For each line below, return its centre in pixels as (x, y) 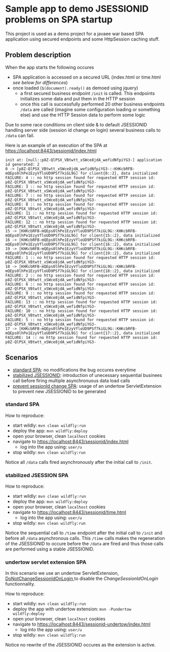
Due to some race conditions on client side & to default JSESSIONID (76, 124)
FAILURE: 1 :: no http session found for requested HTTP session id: (80, 258)
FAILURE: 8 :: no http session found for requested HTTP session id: (80, 204)
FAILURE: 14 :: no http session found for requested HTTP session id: (81, 337)
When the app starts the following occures (50, 67)
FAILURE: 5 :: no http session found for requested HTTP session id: (80, 320)
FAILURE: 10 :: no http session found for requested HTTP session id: (81, 311)
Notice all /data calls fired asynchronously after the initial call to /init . (79, 462)
